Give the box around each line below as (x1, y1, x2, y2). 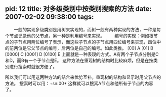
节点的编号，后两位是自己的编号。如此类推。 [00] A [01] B (35, 45, 154, 51)
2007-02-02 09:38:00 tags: (5, 13, 94, 21)
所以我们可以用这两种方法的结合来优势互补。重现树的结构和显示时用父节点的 (5, 74, 161, 80)
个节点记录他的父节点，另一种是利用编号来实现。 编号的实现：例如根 (5, 33, 154, 39)
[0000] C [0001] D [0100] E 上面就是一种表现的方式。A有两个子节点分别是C (5, 51, 159, 57)
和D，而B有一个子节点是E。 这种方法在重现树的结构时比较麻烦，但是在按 (5, 57, 154, 63)
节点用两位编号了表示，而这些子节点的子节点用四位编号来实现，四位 (18, 39, 157, 45)
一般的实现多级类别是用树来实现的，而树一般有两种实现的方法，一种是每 (14, 26, 161, 32)
